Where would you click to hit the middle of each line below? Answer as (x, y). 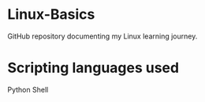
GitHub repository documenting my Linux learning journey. (102, 36)
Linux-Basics (51, 15)
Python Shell (28, 89)
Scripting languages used (93, 68)
